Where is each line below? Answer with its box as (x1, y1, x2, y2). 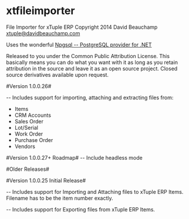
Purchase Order (14, 136, 53, 143)
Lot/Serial (14, 124, 38, 131)
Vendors (14, 143, 35, 150)
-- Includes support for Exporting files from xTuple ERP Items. (6, 205, 156, 213)
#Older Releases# (6, 166, 50, 173)
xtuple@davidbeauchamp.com (6, 29, 80, 36)
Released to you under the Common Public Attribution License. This (6, 52, 170, 59)
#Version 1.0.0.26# (6, 82, 52, 89)
